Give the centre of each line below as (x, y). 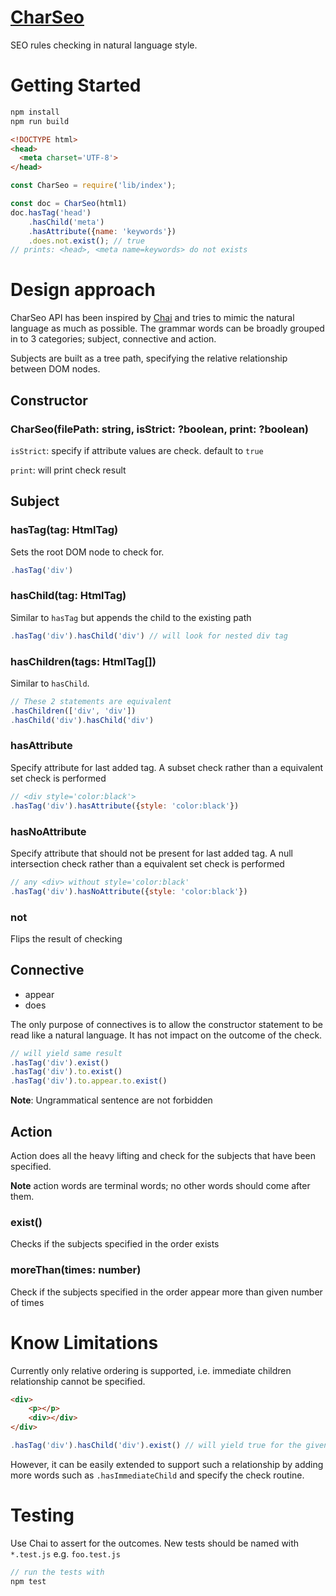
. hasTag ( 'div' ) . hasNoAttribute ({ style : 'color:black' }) (129, 891)
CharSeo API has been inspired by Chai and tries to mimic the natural (152, 318)
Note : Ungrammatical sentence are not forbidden (111, 1100)
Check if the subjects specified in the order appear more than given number (166, 1292)
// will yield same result (66, 1053)
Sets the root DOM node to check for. (87, 552)
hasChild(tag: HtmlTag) (68, 596)
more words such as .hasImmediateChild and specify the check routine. (157, 1475)
